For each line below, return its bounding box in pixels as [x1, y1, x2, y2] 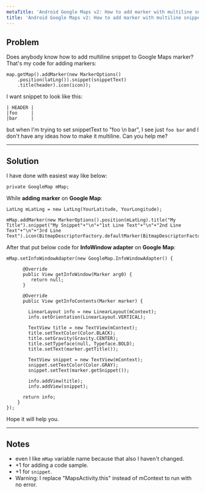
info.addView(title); [28, 378, 84, 385]
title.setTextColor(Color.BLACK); [28, 330, 116, 336]
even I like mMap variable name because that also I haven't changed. [15, 455, 184, 462]
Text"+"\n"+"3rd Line [6, 228, 62, 234]
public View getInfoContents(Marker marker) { [22, 298, 143, 305]
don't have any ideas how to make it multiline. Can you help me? [6, 132, 168, 140]
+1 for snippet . [15, 467, 52, 475]
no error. [15, 481, 37, 488]
